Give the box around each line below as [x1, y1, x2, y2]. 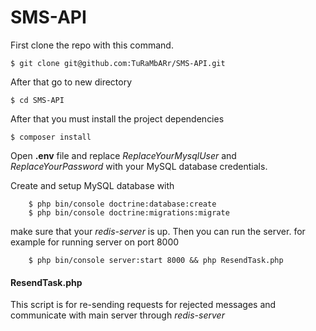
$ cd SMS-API [10, 95, 65, 105]
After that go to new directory [10, 76, 133, 88]
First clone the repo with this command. [10, 39, 174, 51]
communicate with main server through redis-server [10, 309, 225, 321]
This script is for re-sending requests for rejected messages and [10, 299, 277, 311]
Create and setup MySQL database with [10, 179, 175, 191]
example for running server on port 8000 [10, 236, 180, 248]
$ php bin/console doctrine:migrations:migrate [28, 207, 230, 218]
